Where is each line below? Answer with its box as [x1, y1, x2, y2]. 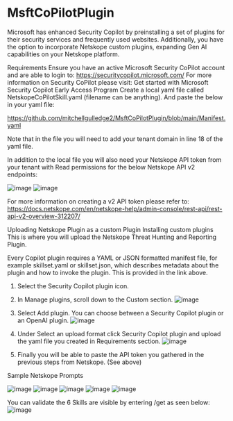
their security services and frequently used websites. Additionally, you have [7, 35, 224, 43]
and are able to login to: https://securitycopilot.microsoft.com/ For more [7, 71, 212, 79]
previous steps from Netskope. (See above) [17, 358, 142, 366]
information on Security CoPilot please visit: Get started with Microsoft [7, 78, 209, 86]
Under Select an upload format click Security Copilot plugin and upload [17, 329, 221, 338]
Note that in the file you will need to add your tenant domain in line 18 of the [7, 134, 223, 143]
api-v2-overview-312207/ [7, 212, 81, 220]
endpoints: [7, 170, 38, 179]
